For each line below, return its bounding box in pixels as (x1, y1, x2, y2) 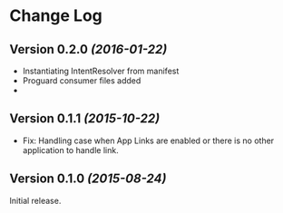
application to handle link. (22, 144, 120, 155)
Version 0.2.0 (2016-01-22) (9, 42, 168, 57)
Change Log (9, 5, 102, 26)
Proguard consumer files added (22, 75, 141, 86)
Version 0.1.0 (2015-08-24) (9, 171, 167, 187)
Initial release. (9, 195, 62, 206)
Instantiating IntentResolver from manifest (22, 65, 180, 76)
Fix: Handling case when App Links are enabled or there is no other (22, 135, 275, 146)
